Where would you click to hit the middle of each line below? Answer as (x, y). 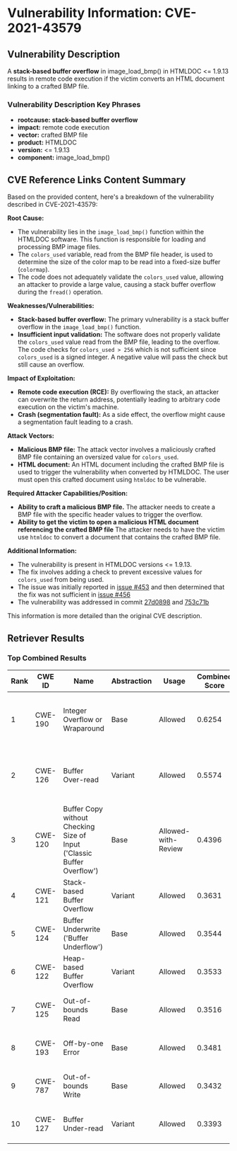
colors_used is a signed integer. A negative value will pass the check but (122, 357)
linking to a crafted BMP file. (48, 86)
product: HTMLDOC (47, 142)
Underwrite (82, 929)
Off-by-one (83, 1043)
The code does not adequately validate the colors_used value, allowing (121, 277)
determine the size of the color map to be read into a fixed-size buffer (119, 262)
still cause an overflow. (51, 365)
